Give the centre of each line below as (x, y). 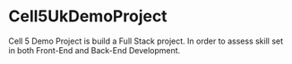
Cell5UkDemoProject (88, 16)
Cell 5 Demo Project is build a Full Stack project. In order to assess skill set (146, 41)
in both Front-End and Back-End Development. (94, 50)
